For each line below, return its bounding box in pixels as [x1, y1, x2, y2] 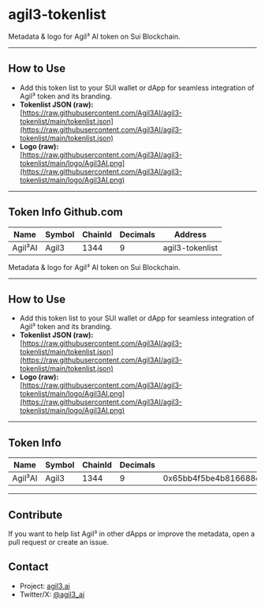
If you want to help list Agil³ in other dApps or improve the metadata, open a [8, 529, 255, 538]
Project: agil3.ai [19, 581, 71, 590]
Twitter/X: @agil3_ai [19, 590, 85, 599]
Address [174, 229, 207, 240]
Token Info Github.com [8, 205, 124, 219]
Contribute [8, 508, 63, 522]
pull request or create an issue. [8, 538, 109, 546]
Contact [8, 560, 49, 574]
